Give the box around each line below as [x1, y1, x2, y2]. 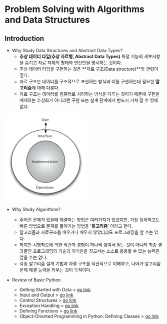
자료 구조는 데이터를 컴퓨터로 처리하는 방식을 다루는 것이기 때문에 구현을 [19, 91, 160, 97]
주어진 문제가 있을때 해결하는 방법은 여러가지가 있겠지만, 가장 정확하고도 [19, 217, 160, 223]
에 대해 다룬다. [31, 85, 60, 91]
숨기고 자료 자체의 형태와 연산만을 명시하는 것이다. [24, 60, 122, 66]
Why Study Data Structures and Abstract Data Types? [11, 48, 123, 53]
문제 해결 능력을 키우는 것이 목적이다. [19, 267, 92, 273]
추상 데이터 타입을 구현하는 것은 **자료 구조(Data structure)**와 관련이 [19, 66, 158, 72]
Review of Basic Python [11, 277, 61, 283]
